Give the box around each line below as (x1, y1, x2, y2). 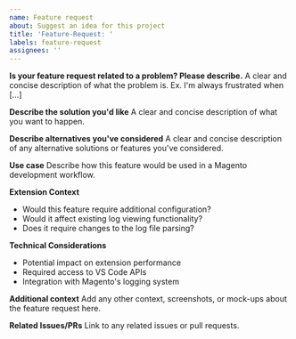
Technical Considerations (9, 240, 107, 251)
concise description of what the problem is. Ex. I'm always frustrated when (9, 80, 284, 91)
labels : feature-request (9, 37, 102, 47)
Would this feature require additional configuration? (21, 204, 211, 214)
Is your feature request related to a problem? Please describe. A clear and (9, 70, 287, 81)
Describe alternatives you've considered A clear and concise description (9, 133, 283, 144)
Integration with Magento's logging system (21, 277, 180, 287)
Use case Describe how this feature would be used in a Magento (9, 160, 248, 171)
